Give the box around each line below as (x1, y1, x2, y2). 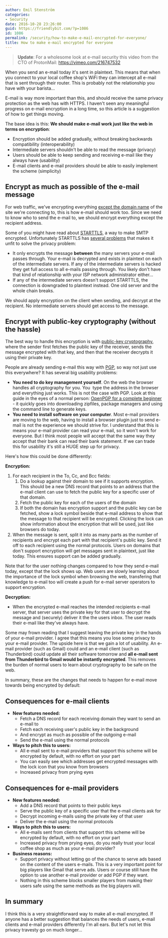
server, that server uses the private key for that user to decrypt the (12, 609, 150, 615)
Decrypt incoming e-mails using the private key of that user (20, 813, 143, 819)
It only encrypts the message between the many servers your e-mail (12, 250, 155, 256)
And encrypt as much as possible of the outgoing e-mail (20, 731, 136, 738)
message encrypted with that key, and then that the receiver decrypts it (5, 349, 153, 355)
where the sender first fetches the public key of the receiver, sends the (5, 344, 152, 350)
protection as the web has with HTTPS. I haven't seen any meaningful (5, 100, 149, 106)
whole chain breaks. (12, 288, 55, 294)
